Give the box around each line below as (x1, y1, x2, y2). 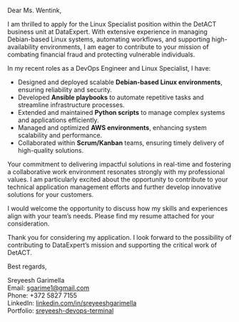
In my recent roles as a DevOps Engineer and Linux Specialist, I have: (7, 64, 211, 72)
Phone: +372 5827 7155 (7, 291, 77, 299)
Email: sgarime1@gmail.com (7, 283, 90, 292)
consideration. (7, 219, 50, 228)
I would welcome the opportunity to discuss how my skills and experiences (7, 204, 228, 213)
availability (7, 43, 39, 51)
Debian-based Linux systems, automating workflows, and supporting (7, 35, 210, 44)
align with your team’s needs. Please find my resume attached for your (7, 212, 215, 220)
